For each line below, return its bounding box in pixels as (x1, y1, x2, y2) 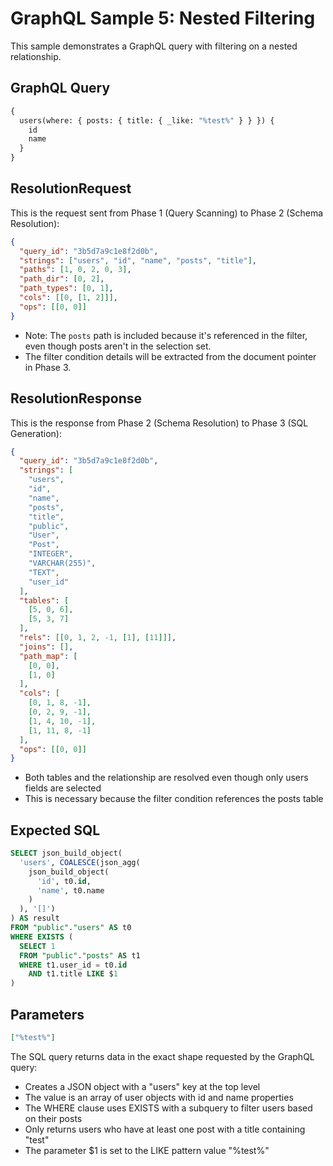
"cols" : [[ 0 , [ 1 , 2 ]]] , (19, 293, 118, 303)
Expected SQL (10, 822, 101, 839)
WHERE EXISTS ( (10, 932, 74, 942)
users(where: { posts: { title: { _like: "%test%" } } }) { (19, 115, 275, 126)
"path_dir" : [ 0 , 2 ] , (19, 274, 105, 284)
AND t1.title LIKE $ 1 (28, 969, 118, 979)
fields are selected (24, 782, 102, 794)
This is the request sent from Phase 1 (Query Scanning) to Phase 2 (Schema (10, 207, 324, 219)
